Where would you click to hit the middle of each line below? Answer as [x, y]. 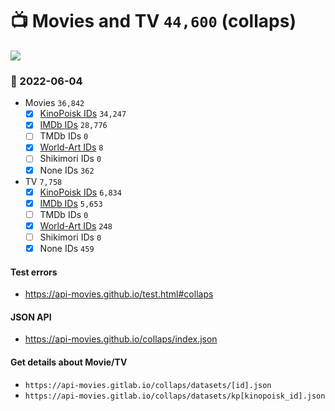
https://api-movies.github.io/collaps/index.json [121, 339]
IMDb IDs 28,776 [73, 125]
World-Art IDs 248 [76, 225]
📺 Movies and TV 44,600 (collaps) [153, 21]
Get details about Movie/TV [69, 362]
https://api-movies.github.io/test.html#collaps [119, 294]
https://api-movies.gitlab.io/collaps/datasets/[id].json [148, 385]
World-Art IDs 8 [71, 147]
